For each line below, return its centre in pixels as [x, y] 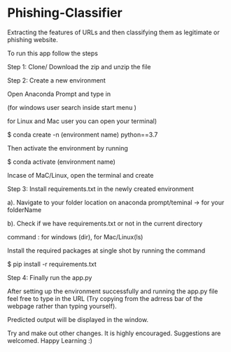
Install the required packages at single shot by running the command [106, 251]
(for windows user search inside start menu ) [72, 107]
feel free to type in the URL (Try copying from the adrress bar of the [105, 298]
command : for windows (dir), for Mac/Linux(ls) [75, 237]
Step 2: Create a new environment [57, 80]
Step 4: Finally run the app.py [50, 277]
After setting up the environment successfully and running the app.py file [113, 291]
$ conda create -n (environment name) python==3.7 [83, 134]
